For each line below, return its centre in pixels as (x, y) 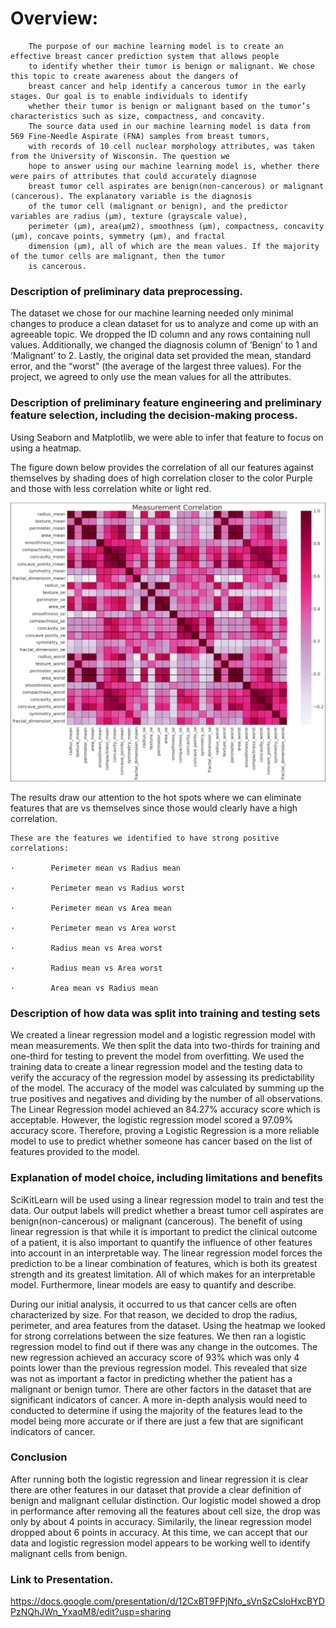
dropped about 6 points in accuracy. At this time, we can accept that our (159, 1532)
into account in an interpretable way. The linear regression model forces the (166, 1253)
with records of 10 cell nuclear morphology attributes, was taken (171, 146)
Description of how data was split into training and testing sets (165, 1013)
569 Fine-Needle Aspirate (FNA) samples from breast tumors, (140, 136)
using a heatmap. (46, 448)
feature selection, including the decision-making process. (154, 415)
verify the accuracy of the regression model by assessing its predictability (162, 1078)
